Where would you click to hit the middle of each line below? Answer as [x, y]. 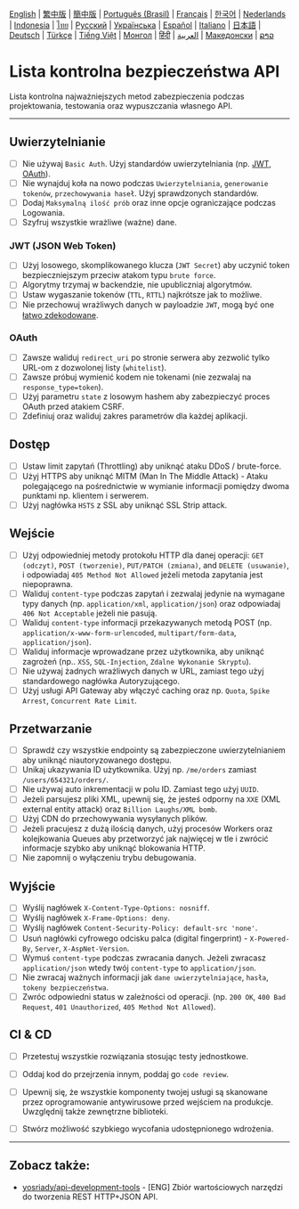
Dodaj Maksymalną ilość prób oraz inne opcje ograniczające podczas [149, 202]
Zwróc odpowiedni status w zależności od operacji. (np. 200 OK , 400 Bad [154, 996]
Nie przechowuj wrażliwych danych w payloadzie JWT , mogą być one [148, 305]
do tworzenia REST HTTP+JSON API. [90, 1197]
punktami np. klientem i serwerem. [85, 496]
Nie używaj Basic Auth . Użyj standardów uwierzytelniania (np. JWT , [146, 163]
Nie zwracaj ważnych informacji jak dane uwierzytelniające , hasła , [145, 977]
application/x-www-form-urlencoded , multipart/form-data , [129, 633]
